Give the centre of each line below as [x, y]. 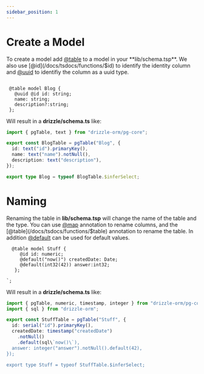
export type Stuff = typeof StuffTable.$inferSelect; [76, 365]
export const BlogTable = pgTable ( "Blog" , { [63, 143]
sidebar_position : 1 [32, 12]
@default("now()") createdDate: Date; [69, 259]
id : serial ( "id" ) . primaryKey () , [53, 326]
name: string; [32, 99]
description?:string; [42, 104]
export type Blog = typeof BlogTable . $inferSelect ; [73, 177]
